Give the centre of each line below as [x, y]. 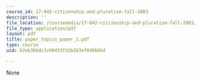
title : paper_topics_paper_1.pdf [48, 39]
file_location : [25, 23]
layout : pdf [21, 34]
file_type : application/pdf [41, 28]
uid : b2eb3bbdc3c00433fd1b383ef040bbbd [56, 51]
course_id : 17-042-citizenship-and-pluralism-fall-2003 [77, 12]
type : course [22, 45]
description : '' [26, 17]
